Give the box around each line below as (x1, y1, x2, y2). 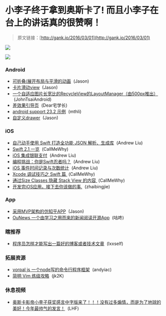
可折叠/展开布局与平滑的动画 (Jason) (12, 78, 89, 84)
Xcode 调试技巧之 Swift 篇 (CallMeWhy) (12, 171, 95, 177)
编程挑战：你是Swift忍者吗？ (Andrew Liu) (12, 158, 100, 164)
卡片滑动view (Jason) (12, 85, 58, 91)
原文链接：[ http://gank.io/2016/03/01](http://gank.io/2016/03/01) (17, 35, 151, 41)
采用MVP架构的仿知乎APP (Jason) (12, 208, 84, 214)
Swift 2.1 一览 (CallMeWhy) (12, 146, 69, 152)
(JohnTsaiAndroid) (13, 96, 52, 103)
